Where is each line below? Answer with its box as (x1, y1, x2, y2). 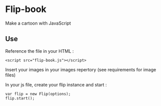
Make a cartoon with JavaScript (5, 20, 71, 26)
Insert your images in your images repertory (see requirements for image (5, 66, 156, 72)
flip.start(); (5, 95, 35, 101)
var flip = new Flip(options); (5, 91, 71, 96)
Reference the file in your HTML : (5, 48, 74, 54)
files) (5, 72, 16, 78)
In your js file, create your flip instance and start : (5, 81, 107, 87)
